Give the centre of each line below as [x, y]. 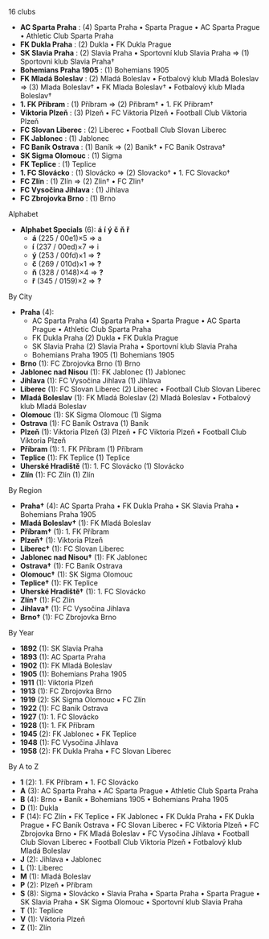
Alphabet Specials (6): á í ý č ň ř [75, 230]
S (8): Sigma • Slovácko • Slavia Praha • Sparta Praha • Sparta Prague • [140, 893]
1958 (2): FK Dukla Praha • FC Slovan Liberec [96, 751]
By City [20, 296]
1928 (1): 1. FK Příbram [57, 725]
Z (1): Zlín [35, 928]
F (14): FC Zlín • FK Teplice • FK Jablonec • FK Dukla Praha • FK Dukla [137, 816]
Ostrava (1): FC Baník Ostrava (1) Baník [84, 423]
